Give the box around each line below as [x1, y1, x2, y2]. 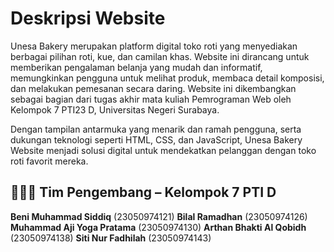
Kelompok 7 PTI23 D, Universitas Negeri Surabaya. [10, 103, 220, 116]
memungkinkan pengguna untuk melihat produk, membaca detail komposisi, [10, 72, 325, 84]
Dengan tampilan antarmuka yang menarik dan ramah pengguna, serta [10, 123, 302, 135]
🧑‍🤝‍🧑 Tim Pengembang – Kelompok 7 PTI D [10, 184, 277, 201]
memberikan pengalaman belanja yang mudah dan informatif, [10, 61, 263, 73]
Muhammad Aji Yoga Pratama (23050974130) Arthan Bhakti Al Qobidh [10, 221, 307, 233]
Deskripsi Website [10, 7, 166, 30]
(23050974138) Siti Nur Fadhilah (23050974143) [10, 232, 212, 244]
